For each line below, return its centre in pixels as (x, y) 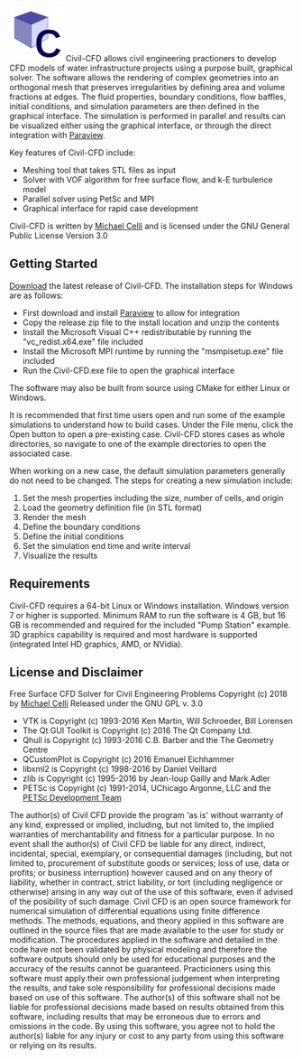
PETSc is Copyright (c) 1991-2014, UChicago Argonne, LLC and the (146, 788)
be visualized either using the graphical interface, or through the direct (141, 126)
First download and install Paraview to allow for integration (131, 312)
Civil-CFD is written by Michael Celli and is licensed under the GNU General (150, 226)
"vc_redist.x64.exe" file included (83, 341)
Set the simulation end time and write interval (106, 545)
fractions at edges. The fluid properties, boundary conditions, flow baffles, (148, 97)
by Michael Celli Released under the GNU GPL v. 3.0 (106, 703)
